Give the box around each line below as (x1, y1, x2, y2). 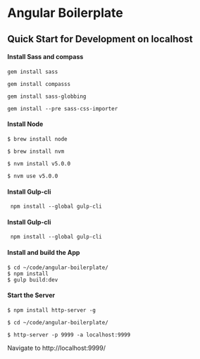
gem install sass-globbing (7, 93, 87, 100)
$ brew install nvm (7, 148, 65, 155)
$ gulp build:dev (7, 276, 58, 283)
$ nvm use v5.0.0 (7, 172, 58, 179)
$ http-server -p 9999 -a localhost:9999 (7, 331, 131, 339)
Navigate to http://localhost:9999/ (7, 344, 106, 352)
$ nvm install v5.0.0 (7, 160, 71, 167)
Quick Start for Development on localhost (7, 33, 193, 45)
